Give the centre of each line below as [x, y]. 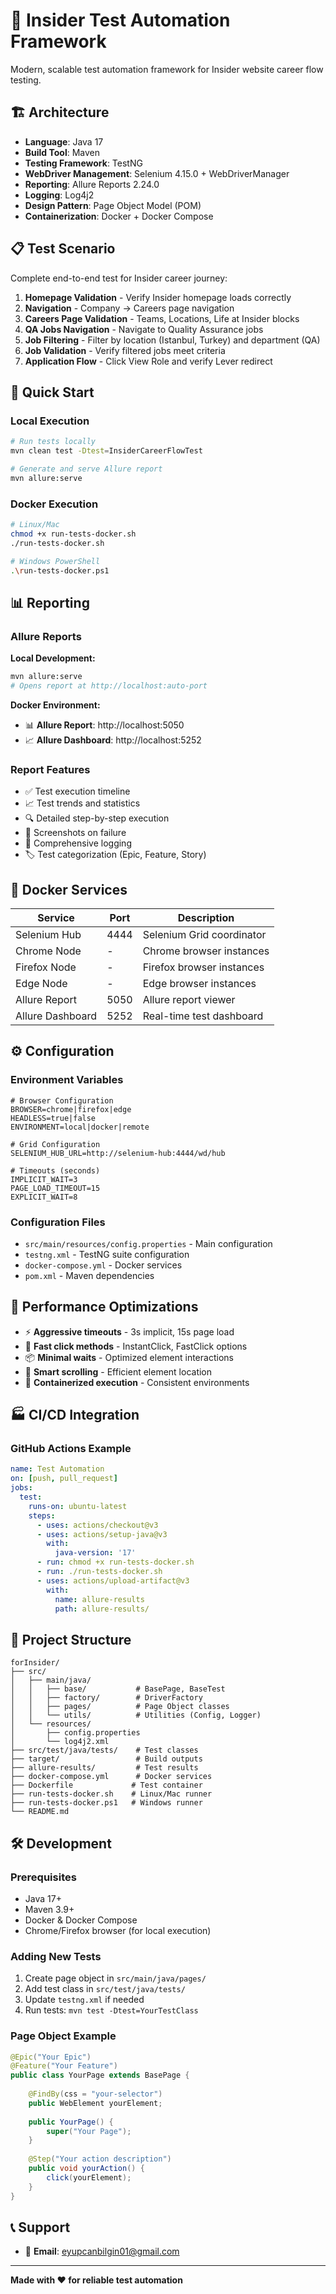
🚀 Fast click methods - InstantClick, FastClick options [136, 1346]
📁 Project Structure [71, 1639]
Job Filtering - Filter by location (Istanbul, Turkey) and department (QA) [172, 340]
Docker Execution [54, 504]
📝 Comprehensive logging [78, 843]
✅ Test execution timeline [77, 791]
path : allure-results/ [102, 1609]
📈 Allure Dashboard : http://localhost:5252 [113, 740]
